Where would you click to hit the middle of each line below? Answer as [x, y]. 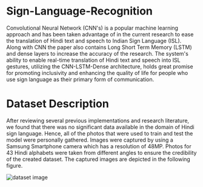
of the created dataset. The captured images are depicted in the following [98, 159]
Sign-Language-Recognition [80, 11]
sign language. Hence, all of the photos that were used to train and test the [100, 133]
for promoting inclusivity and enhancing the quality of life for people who [97, 73]
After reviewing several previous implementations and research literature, [98, 120]
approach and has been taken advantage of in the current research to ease [100, 34]
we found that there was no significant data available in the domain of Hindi [101, 127]
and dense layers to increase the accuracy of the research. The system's [98, 53]
